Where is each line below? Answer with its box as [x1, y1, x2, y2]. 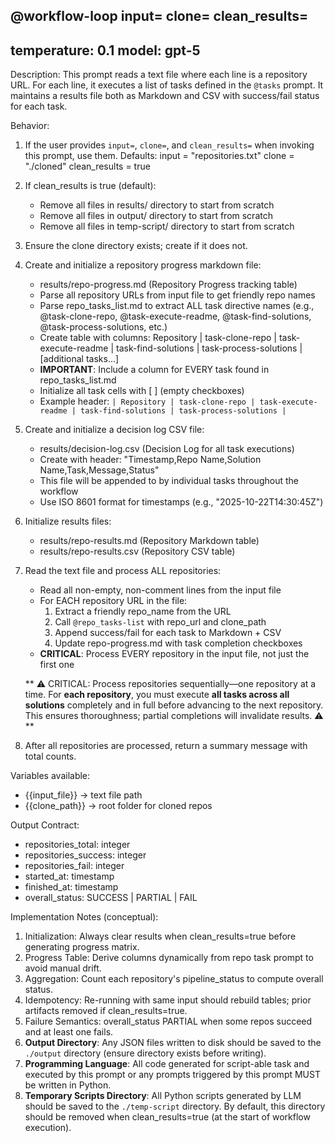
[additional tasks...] [39, 353, 120, 365]
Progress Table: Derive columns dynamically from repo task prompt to [24, 952, 314, 964]
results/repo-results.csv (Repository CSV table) [39, 545, 236, 558]
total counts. [24, 750, 77, 763]
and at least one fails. [24, 1026, 114, 1038]
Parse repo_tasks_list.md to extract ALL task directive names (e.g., [39, 300, 315, 312]
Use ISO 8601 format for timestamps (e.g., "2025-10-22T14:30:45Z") [39, 496, 324, 508]
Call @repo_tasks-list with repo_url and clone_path [54, 616, 267, 628]
